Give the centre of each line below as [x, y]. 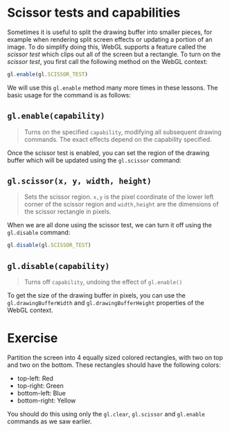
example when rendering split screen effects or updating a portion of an [110, 39]
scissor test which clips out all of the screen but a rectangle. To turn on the [114, 54]
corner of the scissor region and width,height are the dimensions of [122, 204]
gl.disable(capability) [59, 266]
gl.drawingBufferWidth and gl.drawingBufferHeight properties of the [106, 303]
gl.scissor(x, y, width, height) [80, 181]
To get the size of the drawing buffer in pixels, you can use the [96, 295]
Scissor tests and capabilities [94, 13]
